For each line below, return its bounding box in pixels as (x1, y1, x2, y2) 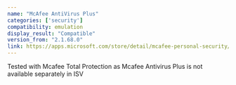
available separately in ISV (7, 70, 84, 78)
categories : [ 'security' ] (7, 17, 83, 24)
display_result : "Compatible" (7, 30, 96, 37)
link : (7, 43, 23, 50)
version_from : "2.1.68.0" (7, 37, 83, 44)
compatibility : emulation (7, 23, 83, 30)
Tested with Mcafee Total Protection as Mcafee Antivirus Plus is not (7, 63, 203, 70)
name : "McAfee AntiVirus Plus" (7, 10, 99, 18)
